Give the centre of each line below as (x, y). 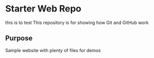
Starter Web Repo (43, 9)
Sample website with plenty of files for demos (53, 50)
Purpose (19, 38)
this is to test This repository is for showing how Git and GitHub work (77, 22)
